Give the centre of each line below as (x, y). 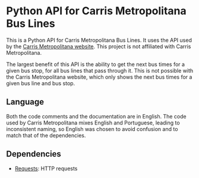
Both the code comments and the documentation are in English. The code (96, 116)
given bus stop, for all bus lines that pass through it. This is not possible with (100, 70)
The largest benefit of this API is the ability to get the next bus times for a (96, 64)
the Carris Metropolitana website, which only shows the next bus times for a (99, 77)
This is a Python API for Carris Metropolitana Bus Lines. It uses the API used (99, 40)
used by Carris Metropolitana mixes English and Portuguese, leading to (93, 123)
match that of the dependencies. (46, 135)
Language (25, 102)
